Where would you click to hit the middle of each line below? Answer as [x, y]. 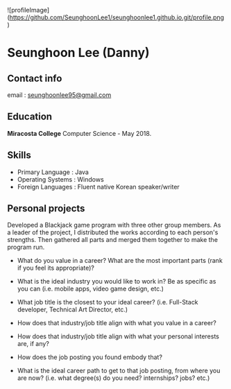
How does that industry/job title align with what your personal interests [118, 336]
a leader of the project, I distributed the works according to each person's [113, 232]
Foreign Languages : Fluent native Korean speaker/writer [99, 187]
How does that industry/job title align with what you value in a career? [117, 323]
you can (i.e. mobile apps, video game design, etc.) [91, 289]
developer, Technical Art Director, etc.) [72, 310]
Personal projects [46, 208]
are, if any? [33, 344]
